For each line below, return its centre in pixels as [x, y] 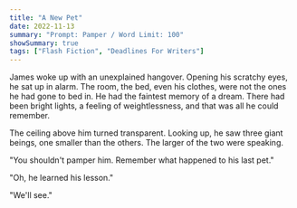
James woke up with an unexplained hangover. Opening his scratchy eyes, [148, 77]
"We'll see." [31, 195]
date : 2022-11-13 [42, 26]
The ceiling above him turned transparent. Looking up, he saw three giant [146, 133]
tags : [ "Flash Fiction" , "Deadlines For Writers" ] [107, 52]
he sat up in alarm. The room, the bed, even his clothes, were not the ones [148, 87]
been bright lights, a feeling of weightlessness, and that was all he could [144, 106]
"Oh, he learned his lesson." [62, 178]
